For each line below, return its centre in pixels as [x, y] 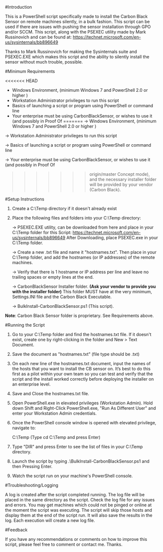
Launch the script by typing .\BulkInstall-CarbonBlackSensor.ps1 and [81, 461]
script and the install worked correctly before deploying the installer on [83, 379]
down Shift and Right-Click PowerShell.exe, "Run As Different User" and [84, 408]
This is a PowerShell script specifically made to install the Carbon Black [76, 16]
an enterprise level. [31, 384]
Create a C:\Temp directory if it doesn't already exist [65, 209]
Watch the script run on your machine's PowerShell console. [72, 476]
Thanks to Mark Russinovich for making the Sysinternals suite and [71, 51]
